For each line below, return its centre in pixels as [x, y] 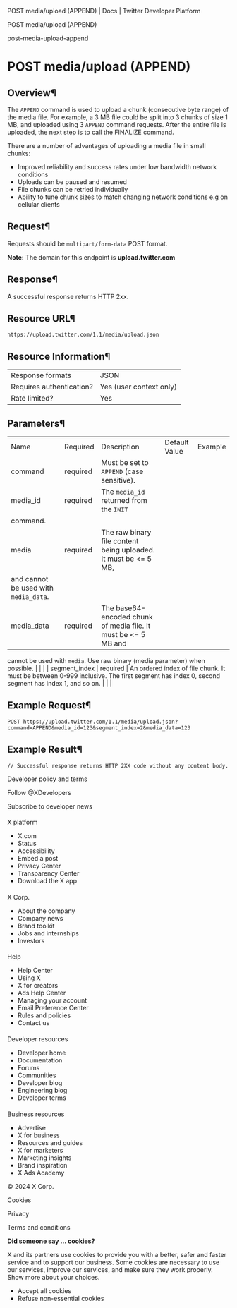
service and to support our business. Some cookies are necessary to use [114, 1262]
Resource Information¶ [59, 356]
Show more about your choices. [54, 1277]
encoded [116, 617]
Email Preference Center [53, 1008]
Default [177, 442]
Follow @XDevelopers [39, 792]
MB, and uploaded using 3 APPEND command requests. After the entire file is [117, 125]
